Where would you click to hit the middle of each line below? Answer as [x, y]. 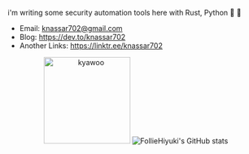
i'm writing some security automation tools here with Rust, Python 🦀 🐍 [124, 13]
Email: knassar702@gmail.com [71, 28]
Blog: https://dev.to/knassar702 [72, 37]
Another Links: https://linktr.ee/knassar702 [91, 46]
